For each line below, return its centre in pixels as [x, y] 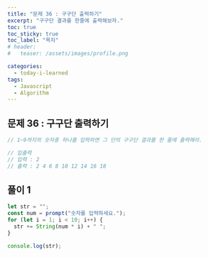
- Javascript [33, 86]
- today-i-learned [41, 73]
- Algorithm [32, 93]
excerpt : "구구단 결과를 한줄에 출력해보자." [65, 21]
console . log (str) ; [34, 246]
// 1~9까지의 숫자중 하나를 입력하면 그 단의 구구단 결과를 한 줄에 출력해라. [105, 140]
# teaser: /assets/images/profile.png [68, 54]
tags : [15, 80]
